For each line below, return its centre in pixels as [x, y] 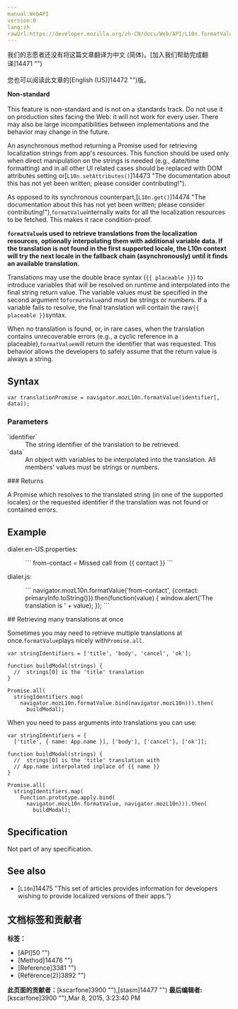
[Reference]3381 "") [47, 967]
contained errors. [33, 510]
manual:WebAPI [28, 14]
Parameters [28, 421]
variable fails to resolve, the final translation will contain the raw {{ [103, 308]
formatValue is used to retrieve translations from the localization [102, 233]
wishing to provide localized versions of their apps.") [94, 895]
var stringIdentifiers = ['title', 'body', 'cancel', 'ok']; [100, 654]
